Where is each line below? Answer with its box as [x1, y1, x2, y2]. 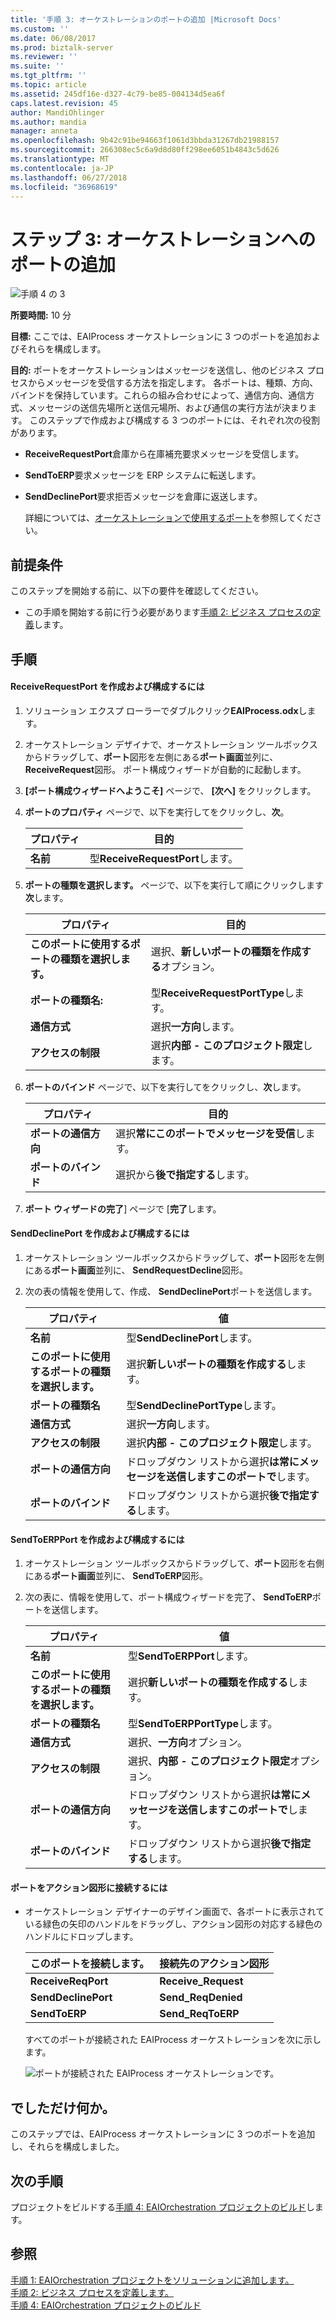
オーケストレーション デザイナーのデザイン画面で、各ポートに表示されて [24, 1906, 325, 1918]
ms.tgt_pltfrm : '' [10, 71, 87, 81]
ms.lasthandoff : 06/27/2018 [10, 172, 128, 183]
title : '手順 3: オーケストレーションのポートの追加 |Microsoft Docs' [10, 14, 282, 25]
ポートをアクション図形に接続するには [10, 1881, 168, 1893]
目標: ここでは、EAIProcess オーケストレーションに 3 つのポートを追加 [10, 331, 303, 343]
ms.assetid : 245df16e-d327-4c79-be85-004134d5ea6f [10, 89, 226, 99]
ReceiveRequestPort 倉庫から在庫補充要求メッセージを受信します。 [24, 448, 305, 460]
